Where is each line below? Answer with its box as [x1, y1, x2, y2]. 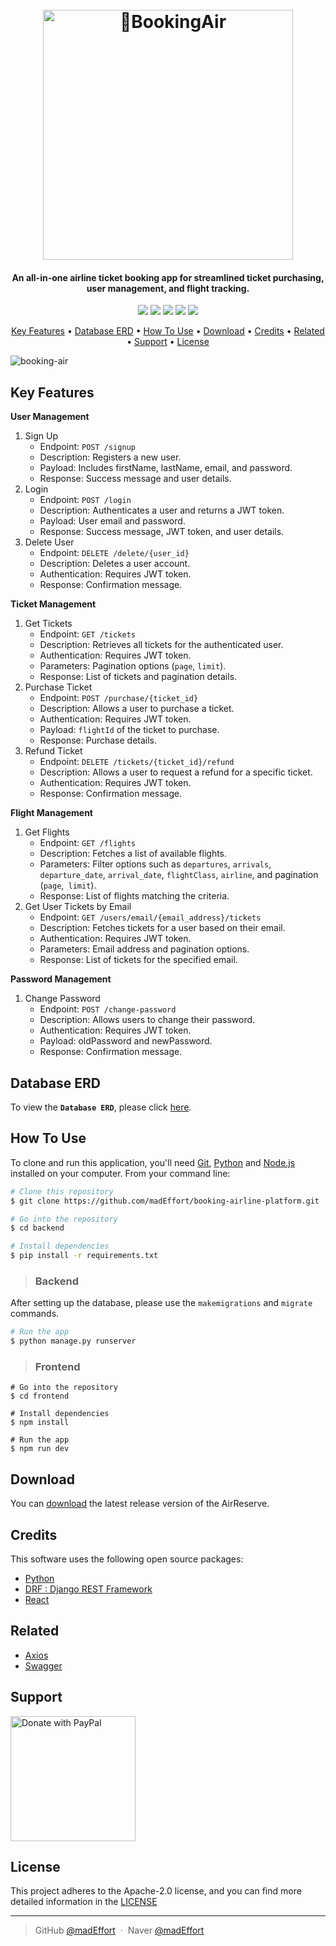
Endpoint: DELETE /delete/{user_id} [39, 547, 190, 559]
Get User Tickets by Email [24, 901, 132, 913]
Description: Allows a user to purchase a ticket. [39, 703, 235, 715]
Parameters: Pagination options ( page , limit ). [39, 660, 227, 672]
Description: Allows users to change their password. [39, 1014, 256, 1026]
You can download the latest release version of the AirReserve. [10, 1498, 270, 1510]
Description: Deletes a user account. [39, 558, 191, 570]
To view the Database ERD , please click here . [10, 1101, 192, 1113]
